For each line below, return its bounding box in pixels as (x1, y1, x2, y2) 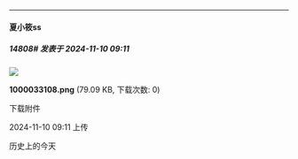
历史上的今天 (9, 140, 56, 151)
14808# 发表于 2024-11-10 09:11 (9, 43, 130, 54)
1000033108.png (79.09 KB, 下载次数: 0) (9, 84, 161, 95)
